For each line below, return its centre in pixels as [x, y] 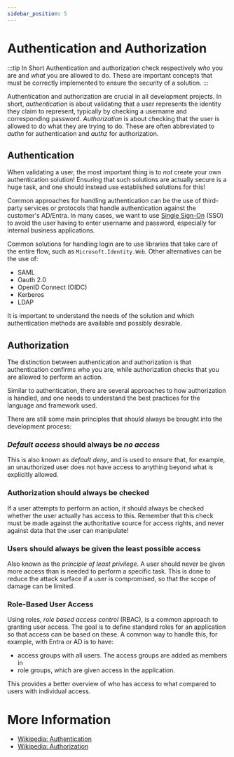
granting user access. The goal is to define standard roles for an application [117, 627]
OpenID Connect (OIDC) [52, 287]
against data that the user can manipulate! [68, 530]
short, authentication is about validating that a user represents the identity [115, 104]
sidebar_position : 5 [37, 14]
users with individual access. [49, 691]
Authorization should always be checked [78, 493]
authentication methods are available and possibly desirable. [95, 324]
